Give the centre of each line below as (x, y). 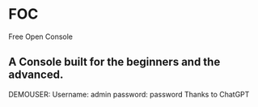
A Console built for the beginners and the (114, 62)
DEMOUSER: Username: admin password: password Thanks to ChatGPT (129, 94)
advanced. (36, 75)
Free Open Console (41, 36)
